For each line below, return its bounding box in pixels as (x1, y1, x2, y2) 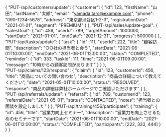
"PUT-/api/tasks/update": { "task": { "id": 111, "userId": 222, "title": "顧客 (5, 39, 153, 45)
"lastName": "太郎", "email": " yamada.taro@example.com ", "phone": (13, 10, 154, 16)
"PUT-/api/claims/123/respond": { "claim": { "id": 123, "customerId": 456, (5, 68, 155, 73)
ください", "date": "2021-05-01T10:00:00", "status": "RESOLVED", (5, 79, 140, 85)
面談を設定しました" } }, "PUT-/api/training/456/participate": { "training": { (5, 103, 158, 109)
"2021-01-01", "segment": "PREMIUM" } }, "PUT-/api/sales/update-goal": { (5, 22, 158, 28)
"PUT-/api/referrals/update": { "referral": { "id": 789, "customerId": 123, (5, 91, 151, 97)
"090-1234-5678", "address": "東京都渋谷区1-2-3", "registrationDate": (5, 17, 149, 22)
